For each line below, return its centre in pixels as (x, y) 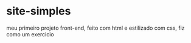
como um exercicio (30, 34)
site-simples (39, 11)
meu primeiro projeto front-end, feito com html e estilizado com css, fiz (95, 28)
